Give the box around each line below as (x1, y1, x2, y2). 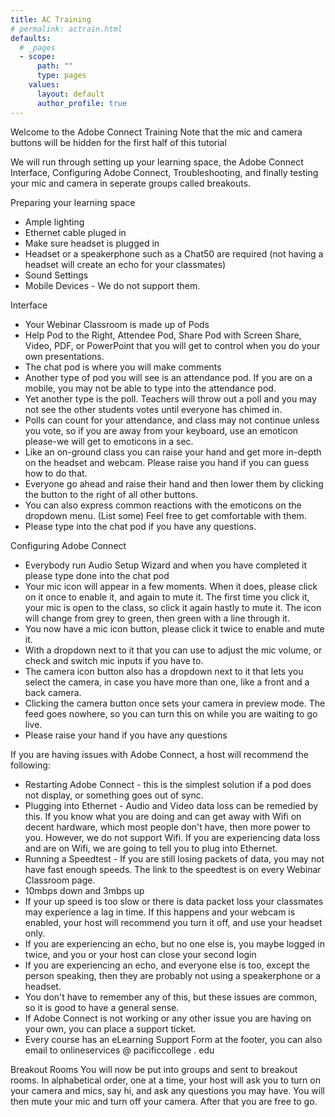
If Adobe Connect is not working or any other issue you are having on (24, 1012, 312, 1024)
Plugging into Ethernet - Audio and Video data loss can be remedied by (24, 799, 319, 811)
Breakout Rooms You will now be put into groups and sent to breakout (10, 1063, 298, 1075)
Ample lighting (24, 216, 85, 228)
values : (28, 80, 60, 90)
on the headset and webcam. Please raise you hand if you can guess (24, 456, 310, 468)
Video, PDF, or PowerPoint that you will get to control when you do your (24, 339, 321, 351)
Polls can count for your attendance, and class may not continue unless (24, 414, 320, 426)
